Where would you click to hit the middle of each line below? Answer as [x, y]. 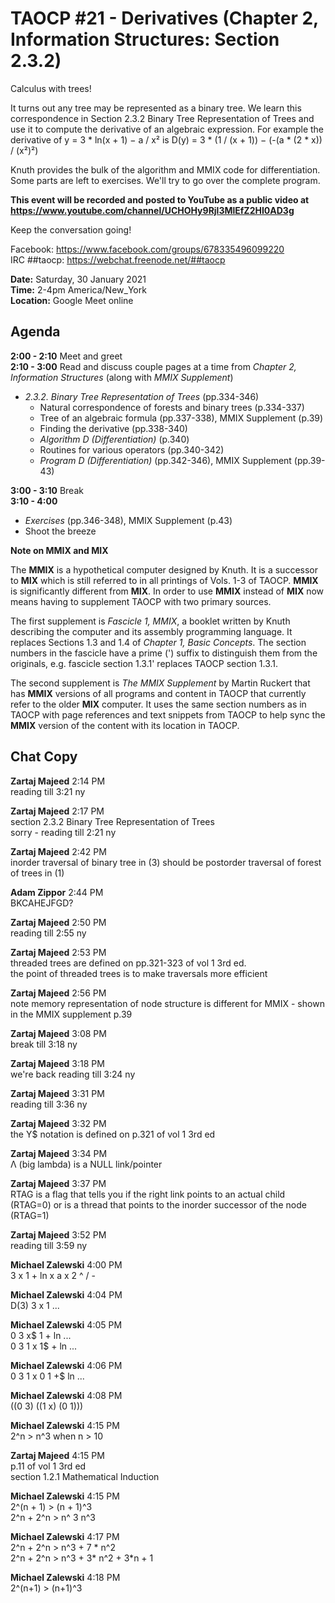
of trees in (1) [37, 873]
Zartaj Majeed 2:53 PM [58, 952]
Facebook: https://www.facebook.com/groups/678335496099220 [147, 249]
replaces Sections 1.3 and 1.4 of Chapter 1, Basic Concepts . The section [158, 642]
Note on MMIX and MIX [59, 550]
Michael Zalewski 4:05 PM [66, 1324]
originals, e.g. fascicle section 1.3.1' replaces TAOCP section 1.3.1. [144, 663]
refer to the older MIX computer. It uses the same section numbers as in [158, 704]
